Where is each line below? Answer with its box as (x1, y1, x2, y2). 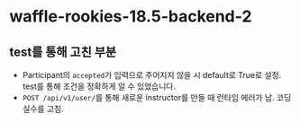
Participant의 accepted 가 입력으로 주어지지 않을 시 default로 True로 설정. (22, 70, 282, 80)
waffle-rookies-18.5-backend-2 (9, 6, 252, 27)
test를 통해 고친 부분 (9, 44, 117, 59)
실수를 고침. (22, 103, 65, 114)
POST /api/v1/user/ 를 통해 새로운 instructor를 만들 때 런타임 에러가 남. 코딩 (22, 92, 292, 102)
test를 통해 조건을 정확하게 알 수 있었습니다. (22, 81, 176, 91)
